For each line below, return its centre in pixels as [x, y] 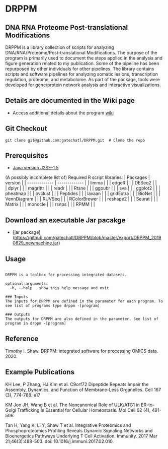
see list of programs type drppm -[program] [53, 306]
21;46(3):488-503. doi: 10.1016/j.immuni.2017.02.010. [60, 441]
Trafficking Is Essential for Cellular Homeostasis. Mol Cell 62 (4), [84, 410]
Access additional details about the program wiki [63, 113]
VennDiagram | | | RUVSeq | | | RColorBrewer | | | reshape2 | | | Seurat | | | [82, 199]
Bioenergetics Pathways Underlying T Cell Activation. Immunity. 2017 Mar [81, 436]
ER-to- [148, 405]
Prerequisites [27, 156]
